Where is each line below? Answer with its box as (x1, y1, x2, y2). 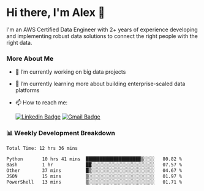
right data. (6, 39, 32, 46)
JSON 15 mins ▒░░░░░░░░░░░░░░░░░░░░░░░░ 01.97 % (6, 173, 183, 180)
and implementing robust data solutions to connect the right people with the (6, 32, 198, 39)
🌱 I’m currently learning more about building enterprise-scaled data (15, 80, 186, 88)
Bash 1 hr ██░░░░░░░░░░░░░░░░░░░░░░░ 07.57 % (6, 162, 183, 168)
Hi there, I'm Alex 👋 (6, 6, 105, 20)
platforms (15, 87, 40, 94)
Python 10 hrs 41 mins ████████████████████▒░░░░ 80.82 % (6, 156, 183, 162)
